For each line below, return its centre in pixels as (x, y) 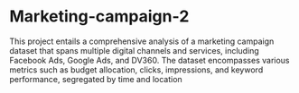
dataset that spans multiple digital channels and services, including (134, 50)
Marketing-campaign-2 (99, 17)
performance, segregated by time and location (96, 79)
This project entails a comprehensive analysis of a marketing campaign (142, 41)
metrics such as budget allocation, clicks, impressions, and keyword (136, 70)
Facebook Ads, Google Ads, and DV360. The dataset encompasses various (150, 60)
